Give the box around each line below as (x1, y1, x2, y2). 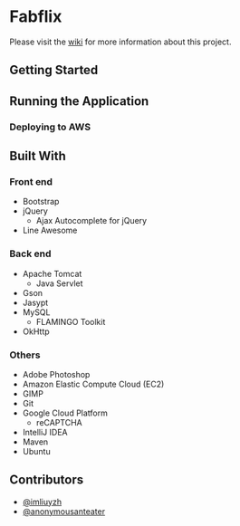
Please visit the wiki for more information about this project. (9, 36, 232, 47)
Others (9, 349, 41, 361)
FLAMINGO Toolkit (35, 316, 106, 327)
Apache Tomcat (22, 268, 82, 279)
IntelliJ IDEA (22, 426, 68, 437)
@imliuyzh (22, 496, 62, 507)
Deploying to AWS (9, 120, 91, 133)
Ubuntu (22, 445, 52, 456)
